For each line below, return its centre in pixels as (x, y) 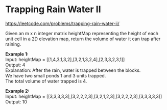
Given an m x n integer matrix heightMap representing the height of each (82, 33)
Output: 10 (16, 102)
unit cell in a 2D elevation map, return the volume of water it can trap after (83, 39)
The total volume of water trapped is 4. (46, 81)
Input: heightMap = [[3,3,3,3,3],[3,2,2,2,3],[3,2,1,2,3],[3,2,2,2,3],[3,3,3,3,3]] (84, 96)
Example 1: (17, 54)
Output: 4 (15, 65)
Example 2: (17, 91)
